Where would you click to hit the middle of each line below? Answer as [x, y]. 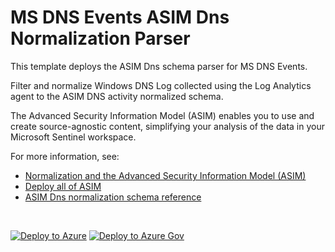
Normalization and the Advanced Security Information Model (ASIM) [165, 175]
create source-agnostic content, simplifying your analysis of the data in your [167, 126]
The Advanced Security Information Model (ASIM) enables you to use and [162, 115]
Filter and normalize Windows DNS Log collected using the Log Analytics [161, 85]
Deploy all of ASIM [63, 186]
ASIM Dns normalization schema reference [113, 197]
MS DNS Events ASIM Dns [120, 17]
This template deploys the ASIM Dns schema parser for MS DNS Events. [159, 66]
